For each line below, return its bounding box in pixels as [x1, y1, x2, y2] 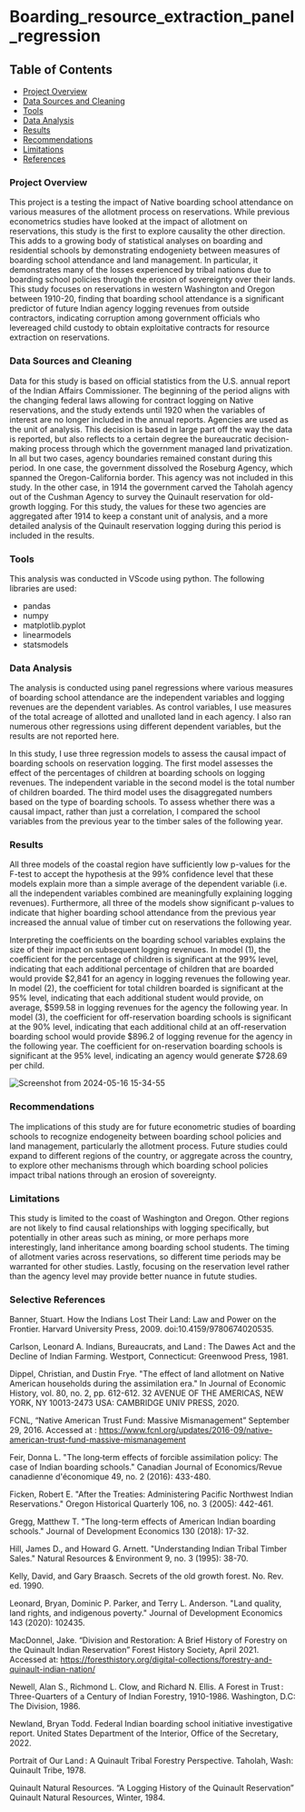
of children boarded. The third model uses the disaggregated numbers [9, 787, 273, 798]
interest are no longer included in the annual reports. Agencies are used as [9, 413, 289, 424]
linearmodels [22, 629, 72, 640]
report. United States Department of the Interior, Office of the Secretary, [9, 1728, 279, 1739]
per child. [9, 1060, 45, 1071]
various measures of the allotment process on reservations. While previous [9, 206, 290, 217]
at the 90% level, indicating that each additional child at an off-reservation [9, 1021, 287, 1032]
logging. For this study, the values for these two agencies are [37, 501, 266, 512]
